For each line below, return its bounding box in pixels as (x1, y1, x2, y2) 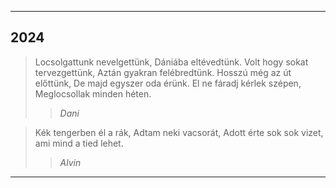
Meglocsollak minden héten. (34, 87, 152, 100)
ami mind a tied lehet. (34, 137, 124, 149)
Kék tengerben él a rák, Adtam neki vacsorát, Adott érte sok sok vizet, (34, 126, 324, 138)
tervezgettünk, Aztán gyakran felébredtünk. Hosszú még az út (34, 66, 292, 78)
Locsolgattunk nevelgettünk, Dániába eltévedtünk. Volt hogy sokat (34, 56, 309, 68)
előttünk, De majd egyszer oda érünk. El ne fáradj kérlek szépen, (34, 77, 302, 89)
